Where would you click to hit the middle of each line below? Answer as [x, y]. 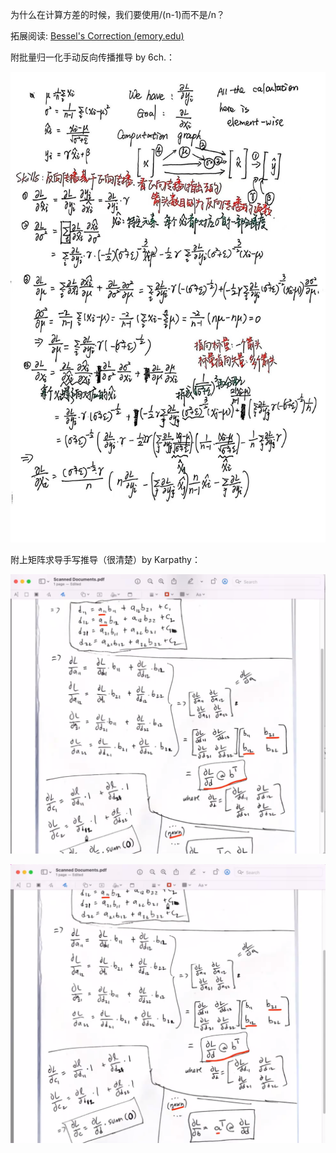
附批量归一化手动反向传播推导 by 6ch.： [93, 57]
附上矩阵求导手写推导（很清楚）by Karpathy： [105, 560]
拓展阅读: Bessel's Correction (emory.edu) [97, 36]
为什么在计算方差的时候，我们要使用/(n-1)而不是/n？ [117, 14]
